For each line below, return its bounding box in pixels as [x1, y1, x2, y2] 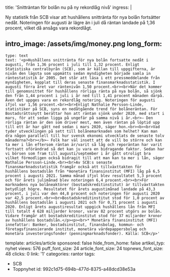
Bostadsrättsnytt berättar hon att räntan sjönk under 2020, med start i [5, 111, 165, 116]
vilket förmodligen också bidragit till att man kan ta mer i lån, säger [5, 155, 165, 161]
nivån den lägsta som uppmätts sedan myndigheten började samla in [5, 71, 151, 76]
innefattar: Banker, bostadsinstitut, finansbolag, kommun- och [5, 222, 144, 227]
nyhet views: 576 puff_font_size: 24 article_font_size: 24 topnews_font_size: [5, 245, 163, 251]
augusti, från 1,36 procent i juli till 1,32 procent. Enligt [5, 62, 140, 67]
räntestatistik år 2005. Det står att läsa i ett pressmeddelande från [5, 75, 160, 80]
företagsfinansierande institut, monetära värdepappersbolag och [5, 226, 146, 232]
